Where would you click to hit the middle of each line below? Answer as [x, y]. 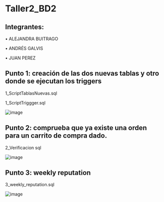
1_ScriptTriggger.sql [25, 102]
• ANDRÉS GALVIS [24, 48]
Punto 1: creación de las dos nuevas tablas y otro [82, 74]
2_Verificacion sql [23, 148]
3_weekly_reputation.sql [30, 185]
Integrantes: [25, 27]
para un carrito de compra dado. [56, 136]
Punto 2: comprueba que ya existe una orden [76, 128]
